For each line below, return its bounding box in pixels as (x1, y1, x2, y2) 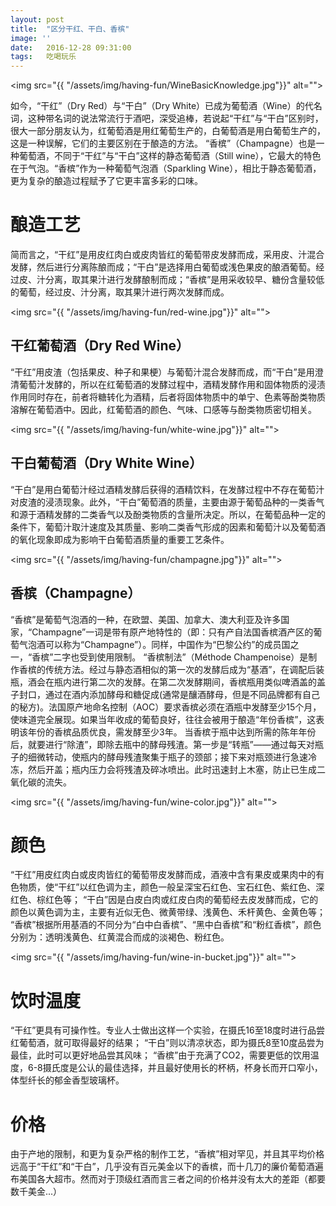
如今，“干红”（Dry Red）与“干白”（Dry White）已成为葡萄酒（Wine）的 (10, 100, 305, 112)
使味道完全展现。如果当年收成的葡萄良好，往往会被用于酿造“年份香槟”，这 (10, 713, 317, 725)
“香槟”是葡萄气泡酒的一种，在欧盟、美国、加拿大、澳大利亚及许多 (10, 613, 282, 625)
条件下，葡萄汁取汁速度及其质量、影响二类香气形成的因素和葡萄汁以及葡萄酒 (10, 521, 326, 533)
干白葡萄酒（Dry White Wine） (10, 455, 203, 472)
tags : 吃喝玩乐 (10, 52, 77, 62)
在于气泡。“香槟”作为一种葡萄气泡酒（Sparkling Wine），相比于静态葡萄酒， (10, 162, 322, 175)
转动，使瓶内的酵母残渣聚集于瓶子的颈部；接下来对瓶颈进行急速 (44, 751, 308, 763)
